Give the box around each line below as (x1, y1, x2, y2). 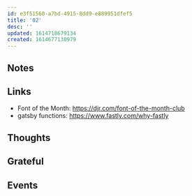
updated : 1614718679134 (7, 29, 77, 37)
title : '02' (7, 17, 42, 24)
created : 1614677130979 (7, 36, 77, 43)
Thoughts (7, 132, 51, 144)
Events (7, 179, 38, 191)
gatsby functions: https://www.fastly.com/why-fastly (17, 112, 169, 120)
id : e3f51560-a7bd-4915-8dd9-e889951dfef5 (7, 10, 133, 17)
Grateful (7, 156, 44, 167)
